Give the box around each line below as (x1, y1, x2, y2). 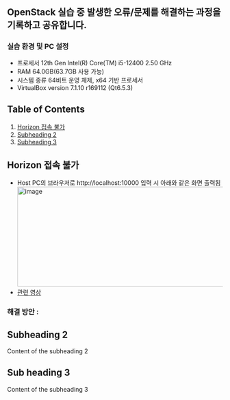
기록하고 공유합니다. (7, 19, 87, 31)
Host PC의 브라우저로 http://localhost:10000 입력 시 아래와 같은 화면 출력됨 (16, 179, 221, 187)
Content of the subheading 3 (7, 385, 88, 393)
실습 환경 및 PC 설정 (7, 42, 69, 52)
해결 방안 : (7, 307, 39, 317)
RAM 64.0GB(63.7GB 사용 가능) (16, 67, 105, 76)
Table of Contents (7, 104, 86, 115)
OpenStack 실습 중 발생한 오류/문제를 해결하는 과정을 (7, 6, 221, 19)
